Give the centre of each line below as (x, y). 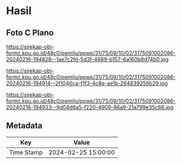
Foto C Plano (30, 33)
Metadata (24, 126)
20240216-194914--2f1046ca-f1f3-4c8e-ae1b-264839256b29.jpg (87, 83)
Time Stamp (26, 152)
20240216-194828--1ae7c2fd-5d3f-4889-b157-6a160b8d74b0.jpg (87, 59)
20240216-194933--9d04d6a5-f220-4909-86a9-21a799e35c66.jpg (90, 107)
